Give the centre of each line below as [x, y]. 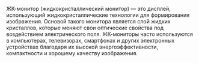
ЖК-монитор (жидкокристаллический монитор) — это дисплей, [89, 9]
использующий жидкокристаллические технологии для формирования [98, 15]
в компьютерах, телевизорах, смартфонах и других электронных [90, 40]
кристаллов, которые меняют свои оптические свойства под [85, 28]
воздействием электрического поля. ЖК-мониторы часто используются [100, 34]
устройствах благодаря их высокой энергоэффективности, [82, 47]
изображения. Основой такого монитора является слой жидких [88, 21]
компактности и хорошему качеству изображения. [72, 53]
